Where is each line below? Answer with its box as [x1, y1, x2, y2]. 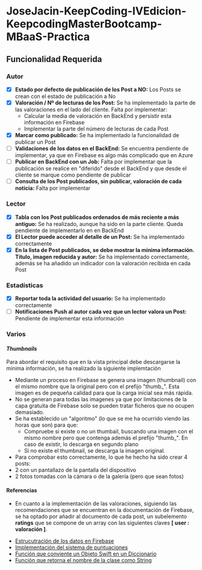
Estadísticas [6, 281, 43, 290]
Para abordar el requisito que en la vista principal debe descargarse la [6, 358, 181, 366]
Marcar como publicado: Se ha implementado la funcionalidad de [14, 132, 180, 138]
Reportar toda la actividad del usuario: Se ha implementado [14, 295, 166, 302]
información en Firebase [24, 119, 85, 126]
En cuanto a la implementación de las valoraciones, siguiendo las [14, 500, 177, 507]
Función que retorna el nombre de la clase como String [14, 557, 152, 564]
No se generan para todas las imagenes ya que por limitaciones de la [14, 396, 187, 403]
